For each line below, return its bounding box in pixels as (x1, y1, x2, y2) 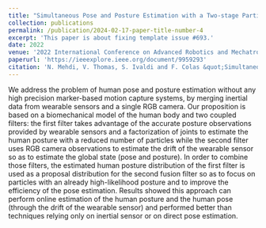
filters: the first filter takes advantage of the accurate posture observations (8, 118, 252, 127)
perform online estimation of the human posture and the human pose (8, 194, 234, 203)
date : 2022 (8, 41, 44, 49)
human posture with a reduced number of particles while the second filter (8, 135, 249, 145)
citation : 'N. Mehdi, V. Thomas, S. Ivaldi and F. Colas (8, 63, 200, 71)
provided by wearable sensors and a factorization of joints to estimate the (8, 127, 249, 136)
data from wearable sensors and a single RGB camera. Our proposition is (8, 101, 246, 111)
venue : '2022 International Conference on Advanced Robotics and (8, 48, 228, 56)
